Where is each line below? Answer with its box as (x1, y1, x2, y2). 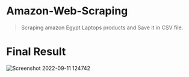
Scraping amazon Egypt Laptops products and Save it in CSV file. (20, 24, 184, 31)
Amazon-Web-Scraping (6, 4, 128, 18)
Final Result (6, 45, 66, 58)
